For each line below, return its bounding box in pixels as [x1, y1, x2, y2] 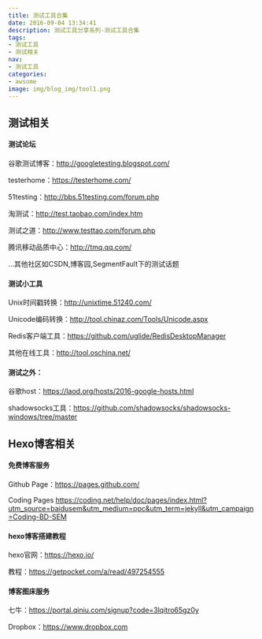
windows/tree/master [8, 412, 78, 422]
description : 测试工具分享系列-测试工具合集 [8, 26, 140, 34]
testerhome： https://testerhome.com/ [8, 175, 131, 185]
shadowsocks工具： [8, 403, 74, 413]
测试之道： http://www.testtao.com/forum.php [8, 226, 156, 235]
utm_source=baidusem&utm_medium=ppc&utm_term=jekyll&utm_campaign [8, 503, 254, 513]
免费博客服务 [8, 461, 50, 470]
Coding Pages [8, 495, 54, 505]
